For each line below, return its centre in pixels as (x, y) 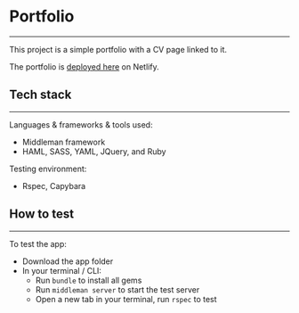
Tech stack (40, 95)
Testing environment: (48, 169)
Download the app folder (68, 261)
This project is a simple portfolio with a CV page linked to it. (118, 49)
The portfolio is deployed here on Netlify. (84, 66)
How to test (41, 214)
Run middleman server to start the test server (117, 289)
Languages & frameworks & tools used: (81, 124)
